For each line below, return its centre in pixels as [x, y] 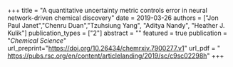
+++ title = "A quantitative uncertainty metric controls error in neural [108, 10]
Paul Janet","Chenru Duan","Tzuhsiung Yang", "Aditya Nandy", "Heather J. [116, 25]
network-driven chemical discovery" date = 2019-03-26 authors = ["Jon [113, 18]
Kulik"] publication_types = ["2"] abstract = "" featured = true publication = [118, 33]
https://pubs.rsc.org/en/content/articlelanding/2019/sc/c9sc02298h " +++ [116, 56]
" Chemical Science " [37, 41]
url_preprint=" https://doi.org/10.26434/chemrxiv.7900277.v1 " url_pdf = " [114, 48]
